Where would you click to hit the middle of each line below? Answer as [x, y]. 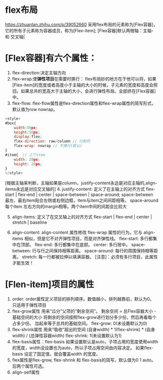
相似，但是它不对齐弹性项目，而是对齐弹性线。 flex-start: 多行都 [89, 239]
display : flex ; [28, 137]
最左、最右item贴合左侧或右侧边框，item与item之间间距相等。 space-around [82, 200]
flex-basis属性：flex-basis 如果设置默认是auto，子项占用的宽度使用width [85, 342]
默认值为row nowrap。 [35, 109]
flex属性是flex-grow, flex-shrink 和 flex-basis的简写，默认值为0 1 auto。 [84, 360]
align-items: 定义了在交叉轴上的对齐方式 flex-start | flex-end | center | [82, 217]
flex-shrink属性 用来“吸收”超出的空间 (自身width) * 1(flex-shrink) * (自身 [83, 330]
